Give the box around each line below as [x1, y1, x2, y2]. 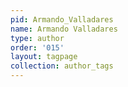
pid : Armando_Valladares [10, 14, 114, 25]
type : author [10, 33, 65, 43]
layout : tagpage [10, 52, 78, 62]
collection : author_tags [10, 61, 114, 71]
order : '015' [10, 42, 65, 53]
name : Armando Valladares [10, 24, 118, 34]
